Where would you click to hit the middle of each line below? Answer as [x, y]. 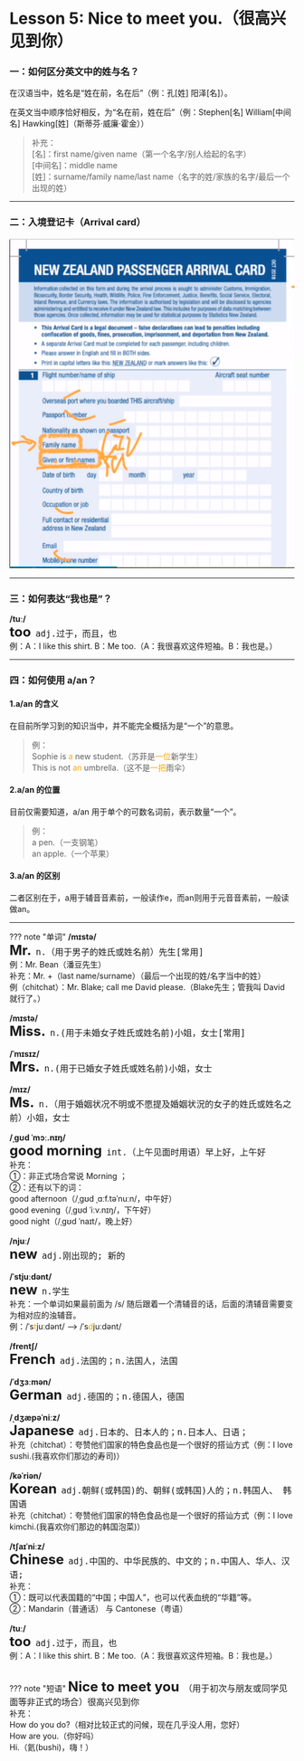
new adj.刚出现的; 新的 [67, 1254]
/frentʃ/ [24, 1346]
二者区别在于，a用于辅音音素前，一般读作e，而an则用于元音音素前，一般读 [149, 898]
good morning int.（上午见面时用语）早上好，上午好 [138, 1151]
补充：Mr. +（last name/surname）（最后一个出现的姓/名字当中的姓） [138, 976]
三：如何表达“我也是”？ [61, 599]
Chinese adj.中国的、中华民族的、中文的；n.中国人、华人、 [146, 1560]
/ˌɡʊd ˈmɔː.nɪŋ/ [38, 1138]
